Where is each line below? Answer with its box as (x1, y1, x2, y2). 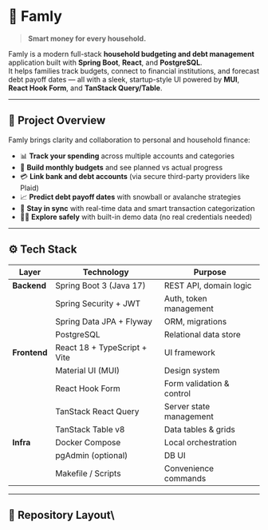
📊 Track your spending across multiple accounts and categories (19, 151, 235, 161)
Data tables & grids (164, 424, 235, 435)
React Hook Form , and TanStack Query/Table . (8, 83, 163, 93)
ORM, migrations (164, 316, 227, 327)
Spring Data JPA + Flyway (55, 316, 153, 327)
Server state (164, 400, 211, 412)
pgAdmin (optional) (55, 449, 128, 460)
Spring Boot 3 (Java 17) (55, 280, 146, 291)
